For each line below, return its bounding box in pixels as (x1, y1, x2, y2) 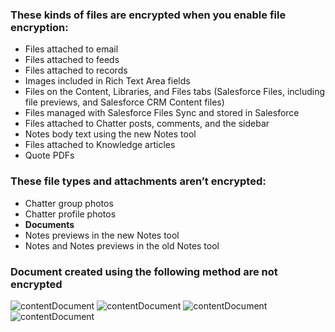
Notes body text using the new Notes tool (24, 128, 197, 140)
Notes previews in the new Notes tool (24, 229, 180, 241)
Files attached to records (24, 64, 128, 77)
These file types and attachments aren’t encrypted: (10, 174, 267, 188)
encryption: (10, 20, 69, 34)
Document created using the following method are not (10, 264, 278, 278)
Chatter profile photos (24, 208, 117, 220)
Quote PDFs (24, 149, 75, 162)
